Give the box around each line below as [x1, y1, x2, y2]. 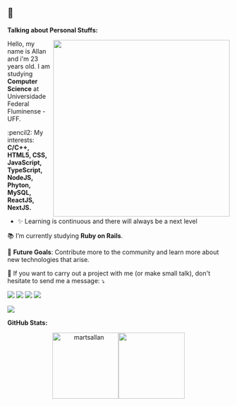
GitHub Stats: [7, 318, 48, 327]
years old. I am [7, 61, 51, 71]
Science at [7, 84, 39, 92]
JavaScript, [7, 158, 42, 167]
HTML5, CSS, [7, 150, 47, 159]
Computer [7, 77, 38, 85]
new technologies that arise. [7, 255, 90, 263]
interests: [7, 136, 35, 144]
